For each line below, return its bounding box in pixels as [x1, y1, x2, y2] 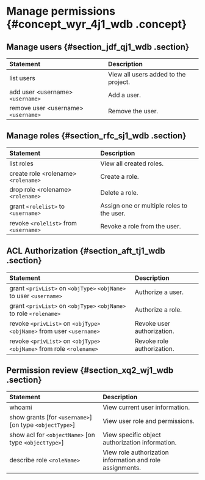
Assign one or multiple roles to [100, 201, 188, 209]
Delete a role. [100, 188, 138, 197]
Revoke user [134, 319, 171, 328]
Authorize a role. [134, 305, 182, 313]
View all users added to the [107, 70, 186, 78]
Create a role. [100, 172, 139, 181]
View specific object [103, 430, 161, 439]
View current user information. [103, 403, 190, 411]
